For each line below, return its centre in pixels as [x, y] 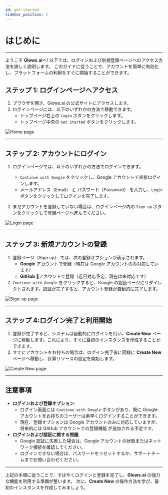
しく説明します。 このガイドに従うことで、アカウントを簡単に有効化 [88, 67]
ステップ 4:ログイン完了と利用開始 [59, 321]
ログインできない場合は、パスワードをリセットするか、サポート [85, 453]
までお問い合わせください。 [53, 459]
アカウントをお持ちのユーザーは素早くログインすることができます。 [90, 415]
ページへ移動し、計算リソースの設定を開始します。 [65, 358]
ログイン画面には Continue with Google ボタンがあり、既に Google [89, 409]
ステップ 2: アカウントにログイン [56, 153]
